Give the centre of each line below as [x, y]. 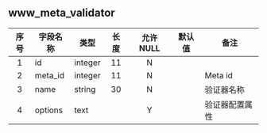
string [85, 89]
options [49, 110]
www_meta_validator [62, 13]
